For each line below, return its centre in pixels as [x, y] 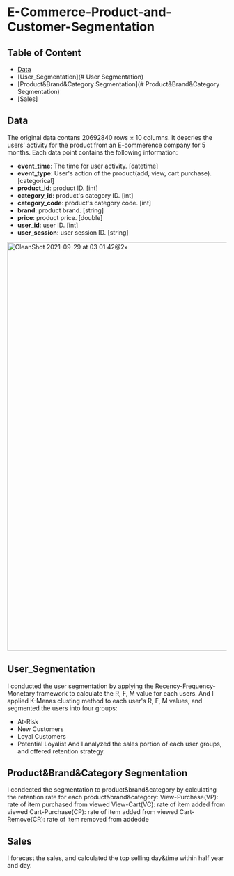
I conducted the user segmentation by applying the [80, 686]
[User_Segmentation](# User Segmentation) [80, 77]
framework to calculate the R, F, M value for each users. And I [125, 693]
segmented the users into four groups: [62, 708]
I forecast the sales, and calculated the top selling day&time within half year [116, 858]
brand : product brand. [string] [61, 210]
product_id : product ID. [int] [57, 188]
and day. [20, 866]
